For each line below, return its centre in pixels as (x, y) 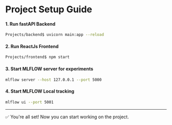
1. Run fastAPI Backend (30, 24)
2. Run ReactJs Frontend (32, 46)
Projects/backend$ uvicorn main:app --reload (55, 35)
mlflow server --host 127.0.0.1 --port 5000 (53, 80)
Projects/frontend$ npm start (38, 57)
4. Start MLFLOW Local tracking (40, 91)
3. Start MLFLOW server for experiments (49, 69)
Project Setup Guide (49, 9)
